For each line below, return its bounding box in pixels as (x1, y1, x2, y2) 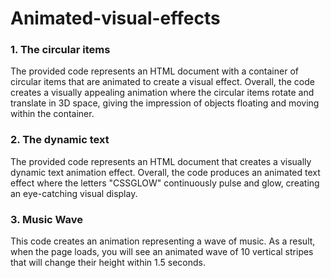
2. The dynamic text (10, 133, 110, 147)
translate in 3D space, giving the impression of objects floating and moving (10, 97, 320, 109)
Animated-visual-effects (10, 7, 221, 30)
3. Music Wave (10, 212, 84, 226)
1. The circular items (10, 43, 111, 57)
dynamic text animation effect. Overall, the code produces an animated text (10, 166, 321, 178)
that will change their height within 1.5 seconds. (10, 257, 207, 269)
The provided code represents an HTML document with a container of (10, 65, 299, 77)
